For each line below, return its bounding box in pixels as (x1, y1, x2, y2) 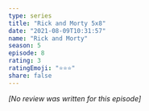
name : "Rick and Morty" (8, 34, 89, 43)
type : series (8, 11, 52, 20)
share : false (8, 72, 52, 80)
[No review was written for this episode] (8, 93, 142, 103)
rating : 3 (8, 57, 42, 65)
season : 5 (8, 42, 42, 50)
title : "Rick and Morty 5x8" (8, 19, 106, 27)
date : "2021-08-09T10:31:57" (8, 27, 106, 35)
